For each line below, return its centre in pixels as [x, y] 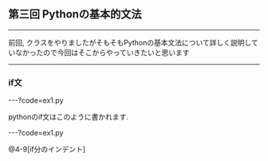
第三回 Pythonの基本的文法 [75, 14]
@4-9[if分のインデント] [47, 149]
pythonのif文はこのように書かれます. [69, 117]
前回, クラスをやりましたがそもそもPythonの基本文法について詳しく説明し [130, 42]
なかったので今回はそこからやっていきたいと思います [102, 52]
